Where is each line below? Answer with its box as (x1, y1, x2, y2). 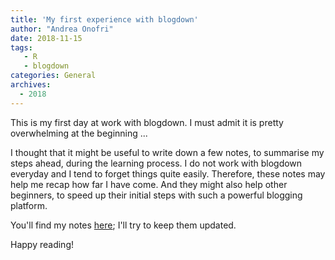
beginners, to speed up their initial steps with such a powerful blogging (10, 189, 303, 201)
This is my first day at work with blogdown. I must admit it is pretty (10, 116, 284, 128)
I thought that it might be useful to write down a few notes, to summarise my (10, 146, 325, 158)
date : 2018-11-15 (10, 33, 83, 43)
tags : (10, 42, 33, 53)
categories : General (10, 71, 97, 81)
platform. (10, 199, 48, 211)
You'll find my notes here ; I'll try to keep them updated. (10, 219, 237, 231)
